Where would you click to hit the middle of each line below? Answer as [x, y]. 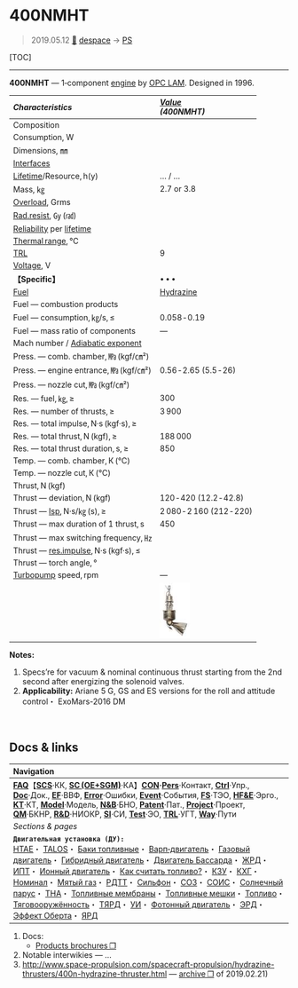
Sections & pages [45, 826]
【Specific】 [36, 279]
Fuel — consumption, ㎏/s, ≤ [64, 318]
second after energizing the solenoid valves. [103, 682]
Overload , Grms [42, 202]
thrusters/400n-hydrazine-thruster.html [94, 974]
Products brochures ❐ [76, 945]
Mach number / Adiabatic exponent [77, 343]
